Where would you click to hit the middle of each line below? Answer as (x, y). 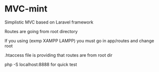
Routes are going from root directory (41, 31)
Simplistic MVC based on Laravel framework (49, 22)
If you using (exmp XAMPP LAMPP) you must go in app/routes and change (79, 41)
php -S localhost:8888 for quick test (41, 64)
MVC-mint (26, 9)
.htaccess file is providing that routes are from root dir (59, 55)
